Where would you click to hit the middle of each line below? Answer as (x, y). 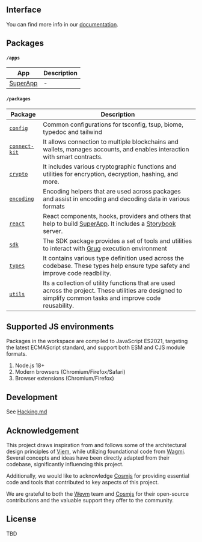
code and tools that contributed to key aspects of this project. (83, 483)
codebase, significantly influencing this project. (65, 464)
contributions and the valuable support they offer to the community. (90, 501)
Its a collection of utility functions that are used (109, 283)
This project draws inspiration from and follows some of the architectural (96, 445)
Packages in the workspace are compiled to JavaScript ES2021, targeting (97, 341)
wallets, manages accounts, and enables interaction (116, 149)
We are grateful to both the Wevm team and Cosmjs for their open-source (98, 494)
